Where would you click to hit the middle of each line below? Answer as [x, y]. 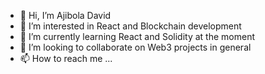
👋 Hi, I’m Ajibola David [65, 15]
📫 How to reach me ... [66, 58]
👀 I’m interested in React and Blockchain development [130, 26]
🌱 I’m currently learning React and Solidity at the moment [137, 36]
